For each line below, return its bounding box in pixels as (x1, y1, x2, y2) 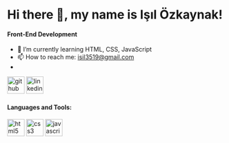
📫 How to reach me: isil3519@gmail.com (17, 53, 135, 61)
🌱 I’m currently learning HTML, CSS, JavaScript (17, 45, 152, 54)
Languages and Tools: (7, 103, 72, 111)
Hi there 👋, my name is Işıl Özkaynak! (7, 7, 223, 23)
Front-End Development (7, 30, 78, 38)
